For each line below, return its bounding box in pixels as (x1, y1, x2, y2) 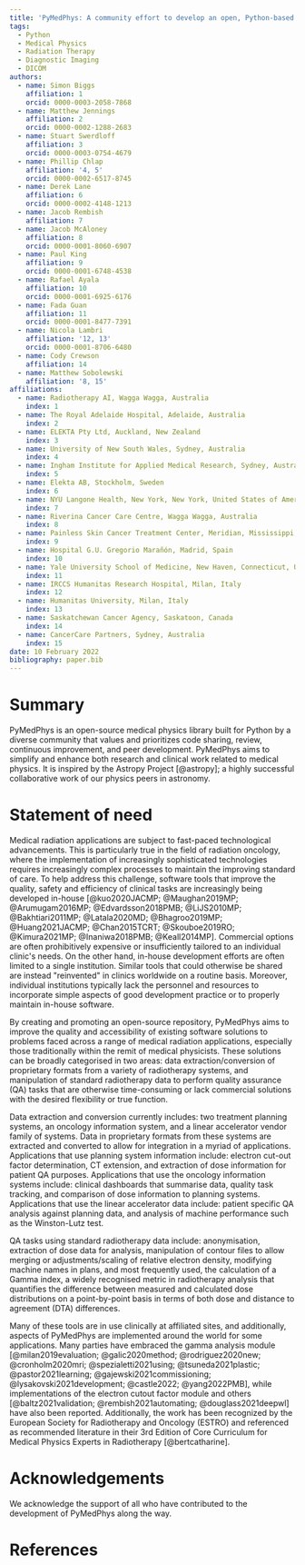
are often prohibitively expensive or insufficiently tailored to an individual (9, 942, 281, 952)
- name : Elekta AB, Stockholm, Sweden (17, 478, 165, 487)
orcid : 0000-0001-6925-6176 (25, 292, 132, 301)
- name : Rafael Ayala (17, 275, 100, 284)
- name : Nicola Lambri (17, 326, 103, 335)
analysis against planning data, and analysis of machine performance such (9, 1208, 289, 1219)
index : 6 (25, 486, 59, 495)
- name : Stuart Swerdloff (17, 132, 116, 141)
